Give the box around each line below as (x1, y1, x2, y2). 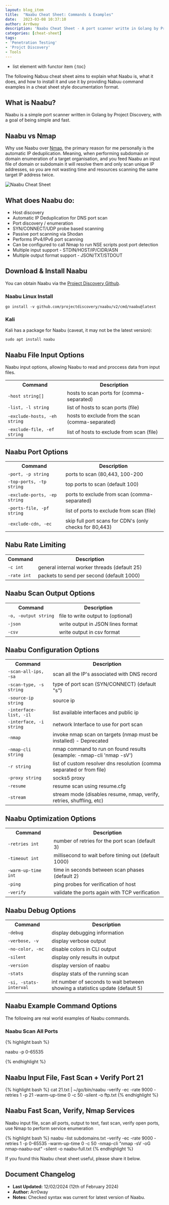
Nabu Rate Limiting (5, 541, 66, 549)
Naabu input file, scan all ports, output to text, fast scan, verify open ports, (5, 1120, 160, 1126)
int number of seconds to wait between (51, 978, 144, 985)
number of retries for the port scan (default (53, 837, 155, 844)
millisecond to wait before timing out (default (53, 852, 159, 859)
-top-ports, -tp (8, 479, 47, 484)
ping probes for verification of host (53, 881, 136, 888)
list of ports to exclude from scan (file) (65, 507, 156, 514)
